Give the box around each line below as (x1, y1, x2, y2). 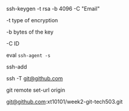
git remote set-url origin (6, 86, 65, 94)
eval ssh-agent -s (6, 52, 51, 59)
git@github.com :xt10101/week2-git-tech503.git (6, 98, 123, 105)
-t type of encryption (6, 17, 58, 23)
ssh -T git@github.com (6, 75, 63, 82)
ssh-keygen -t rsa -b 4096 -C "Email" (6, 5, 100, 12)
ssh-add (6, 63, 27, 70)
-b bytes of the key (6, 28, 54, 35)
